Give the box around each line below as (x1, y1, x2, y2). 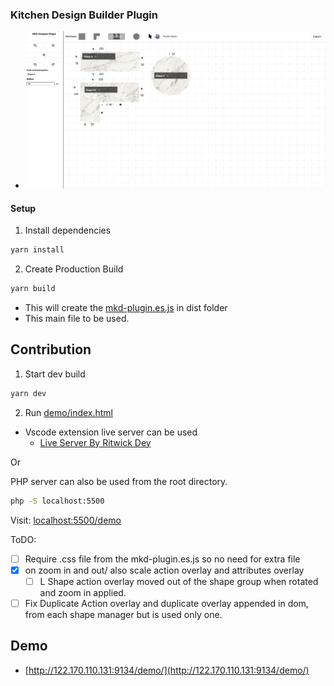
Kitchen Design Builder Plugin (10, 8, 158, 22)
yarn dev (10, 388, 47, 398)
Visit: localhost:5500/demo (10, 514, 122, 526)
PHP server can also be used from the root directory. (10, 475, 228, 487)
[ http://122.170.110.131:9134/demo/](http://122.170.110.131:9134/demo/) (24, 664, 310, 676)
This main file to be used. (24, 313, 130, 325)
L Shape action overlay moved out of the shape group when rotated (39, 575, 319, 587)
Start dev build (24, 368, 86, 380)
